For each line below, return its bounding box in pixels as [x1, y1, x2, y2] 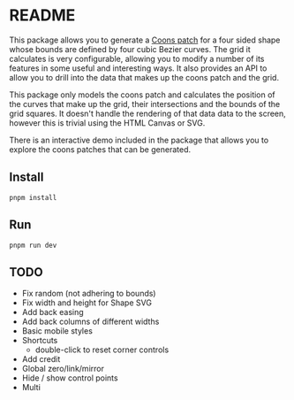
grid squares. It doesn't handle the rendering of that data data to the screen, [9, 108, 287, 119]
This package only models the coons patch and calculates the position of [9, 89, 275, 100]
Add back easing [21, 307, 84, 318]
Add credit [21, 354, 61, 365]
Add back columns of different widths [21, 316, 160, 327]
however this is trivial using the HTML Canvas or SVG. [9, 117, 206, 128]
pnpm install [9, 193, 57, 202]
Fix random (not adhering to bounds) [21, 288, 156, 299]
